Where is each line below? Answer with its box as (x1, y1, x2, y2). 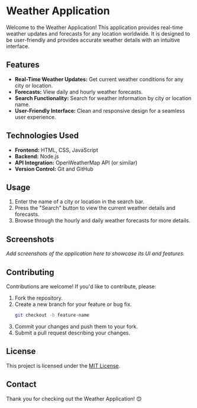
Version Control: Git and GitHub (14, 165, 93, 173)
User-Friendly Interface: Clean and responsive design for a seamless (14, 107, 185, 114)
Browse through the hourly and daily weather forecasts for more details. (14, 217, 190, 224)
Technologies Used (6, 130, 79, 141)
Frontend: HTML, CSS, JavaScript (14, 146, 99, 154)
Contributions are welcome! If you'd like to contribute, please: (6, 283, 157, 290)
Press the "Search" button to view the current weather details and (14, 205, 176, 212)
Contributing (6, 267, 54, 277)
